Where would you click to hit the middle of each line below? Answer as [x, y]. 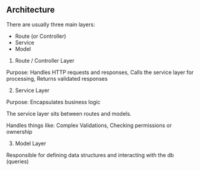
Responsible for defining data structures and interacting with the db [90, 155]
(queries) [17, 161]
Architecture [31, 10]
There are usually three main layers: [51, 24]
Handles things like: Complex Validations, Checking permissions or [89, 125]
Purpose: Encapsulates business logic [53, 102]
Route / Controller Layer [45, 60]
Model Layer [30, 143]
